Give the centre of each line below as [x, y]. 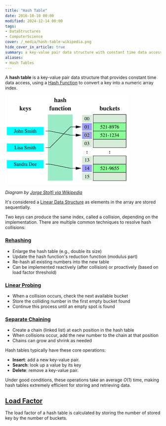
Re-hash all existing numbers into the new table [61, 262]
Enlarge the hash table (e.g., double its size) [57, 251]
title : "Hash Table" [26, 10]
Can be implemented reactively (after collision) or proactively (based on [85, 267]
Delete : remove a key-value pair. [45, 370]
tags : [11, 26]
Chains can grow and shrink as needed [52, 341]
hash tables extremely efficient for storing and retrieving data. [68, 385]
